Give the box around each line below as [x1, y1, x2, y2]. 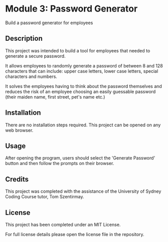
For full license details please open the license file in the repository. [5, 231, 144, 237]
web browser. [5, 127, 34, 133]
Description [5, 34, 43, 43]
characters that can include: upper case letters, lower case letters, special [5, 68, 158, 74]
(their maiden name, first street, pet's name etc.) [5, 94, 105, 100]
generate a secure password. [5, 53, 66, 59]
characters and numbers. [5, 73, 58, 79]
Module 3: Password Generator [5, 3, 138, 15]
